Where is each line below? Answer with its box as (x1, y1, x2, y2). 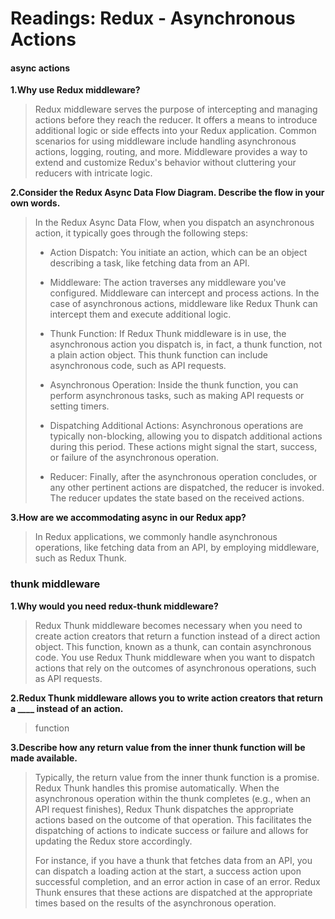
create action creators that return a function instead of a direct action (34, 630, 321, 642)
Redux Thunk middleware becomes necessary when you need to (34, 619, 303, 631)
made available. (10, 752, 78, 764)
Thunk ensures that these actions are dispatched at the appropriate (34, 886, 313, 898)
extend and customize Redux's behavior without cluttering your (34, 157, 297, 169)
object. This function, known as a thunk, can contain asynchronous (34, 640, 312, 652)
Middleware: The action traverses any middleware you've (49, 277, 287, 289)
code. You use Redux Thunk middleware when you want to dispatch (34, 651, 315, 663)
